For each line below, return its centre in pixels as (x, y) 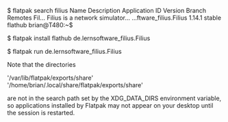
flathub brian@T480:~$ (40, 25)
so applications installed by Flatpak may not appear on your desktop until (110, 105)
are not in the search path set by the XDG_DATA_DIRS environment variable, (114, 98)
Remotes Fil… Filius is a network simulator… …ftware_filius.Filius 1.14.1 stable (114, 18)
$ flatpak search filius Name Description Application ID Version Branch (107, 11)
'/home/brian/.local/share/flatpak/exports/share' (75, 85)
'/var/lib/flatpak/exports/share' (50, 78)
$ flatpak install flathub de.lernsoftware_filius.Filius (79, 38)
